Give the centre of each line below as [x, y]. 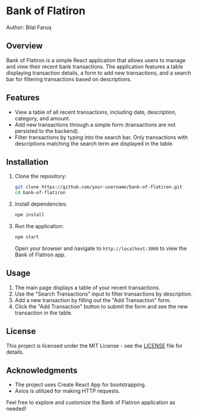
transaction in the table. [44, 313]
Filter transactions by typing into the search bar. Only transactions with [101, 137]
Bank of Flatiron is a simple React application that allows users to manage [96, 60]
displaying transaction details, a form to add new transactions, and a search [99, 73]
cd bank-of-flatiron [40, 193]
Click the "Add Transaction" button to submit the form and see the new [101, 306]
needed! [16, 409]
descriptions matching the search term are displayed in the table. [94, 143]
